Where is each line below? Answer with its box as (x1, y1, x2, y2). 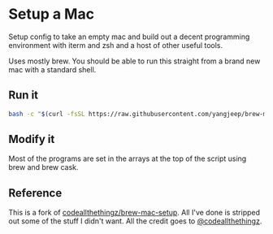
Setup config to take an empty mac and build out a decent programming (8, 32, 250, 41)
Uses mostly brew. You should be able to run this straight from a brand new (8, 56, 261, 66)
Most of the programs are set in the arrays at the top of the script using (8, 154, 247, 163)
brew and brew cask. (8, 162, 79, 172)
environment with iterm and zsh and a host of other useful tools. (8, 40, 223, 50)
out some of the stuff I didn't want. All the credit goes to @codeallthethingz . (8, 216, 262, 226)
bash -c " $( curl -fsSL (8, 110, 85, 118)
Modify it (8, 132, 55, 146)
